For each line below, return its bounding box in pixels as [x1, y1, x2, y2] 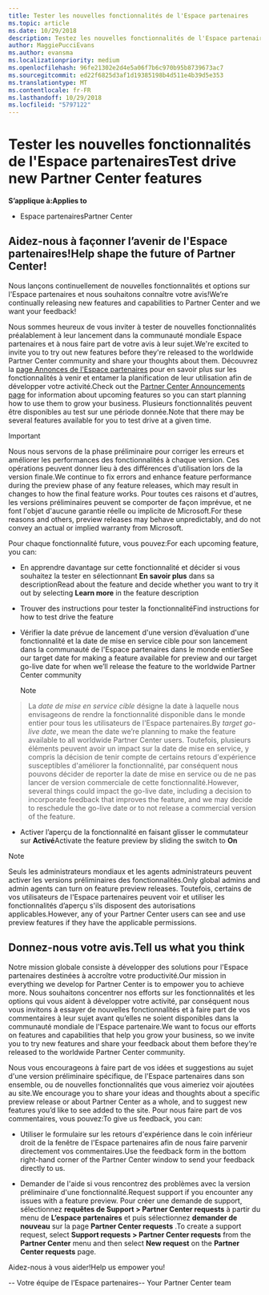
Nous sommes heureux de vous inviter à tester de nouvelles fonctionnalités [8, 322, 257, 331]
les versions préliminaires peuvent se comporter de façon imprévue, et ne [8, 497, 252, 507]
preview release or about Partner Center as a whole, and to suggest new [8, 1097, 248, 1106]
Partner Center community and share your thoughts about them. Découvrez [8, 355, 258, 365]
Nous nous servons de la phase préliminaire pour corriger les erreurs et [8, 446, 244, 456]
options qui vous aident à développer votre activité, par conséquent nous [8, 996, 250, 1005]
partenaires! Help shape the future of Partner [8, 247, 236, 261]
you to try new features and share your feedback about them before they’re [8, 1038, 258, 1048]
